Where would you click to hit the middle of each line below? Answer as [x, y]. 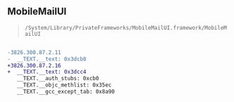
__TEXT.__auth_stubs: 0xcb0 [58, 79]
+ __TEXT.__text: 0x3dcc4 [47, 72]
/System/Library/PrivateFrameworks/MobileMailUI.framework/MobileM [125, 27]
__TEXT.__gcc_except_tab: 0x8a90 [66, 92]
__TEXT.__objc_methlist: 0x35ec [64, 85]
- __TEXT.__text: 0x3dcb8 [47, 59]
